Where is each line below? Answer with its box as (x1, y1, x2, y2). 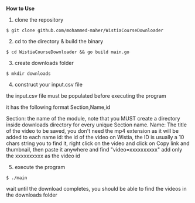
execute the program (14, 164, 66, 170)
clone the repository (14, 16, 64, 23)
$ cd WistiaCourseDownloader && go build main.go (6, 49, 130, 55)
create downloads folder (14, 60, 74, 66)
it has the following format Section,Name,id (6, 104, 111, 111)
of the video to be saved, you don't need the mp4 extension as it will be (6, 128, 179, 134)
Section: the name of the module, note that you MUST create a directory (6, 115, 180, 122)
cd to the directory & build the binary (14, 38, 104, 44)
